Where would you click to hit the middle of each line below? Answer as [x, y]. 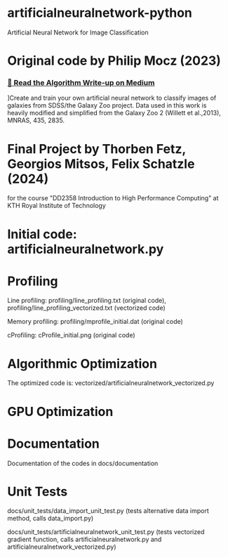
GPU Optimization [60, 411]
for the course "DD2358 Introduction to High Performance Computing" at [113, 198]
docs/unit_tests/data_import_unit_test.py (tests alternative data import [108, 511]
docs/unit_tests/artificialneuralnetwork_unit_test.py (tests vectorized [106, 532]
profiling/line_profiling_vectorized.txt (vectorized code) [87, 308]
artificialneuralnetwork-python [100, 13]
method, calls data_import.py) [51, 519]
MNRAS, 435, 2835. [36, 120]
